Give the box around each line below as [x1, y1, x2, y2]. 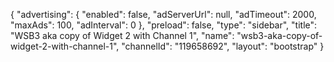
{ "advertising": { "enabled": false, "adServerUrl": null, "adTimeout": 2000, [10, 9, 317, 20]
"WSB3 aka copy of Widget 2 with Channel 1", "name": [10, 30, 235, 41]
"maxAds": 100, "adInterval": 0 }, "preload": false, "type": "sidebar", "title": [10, 19, 318, 31]
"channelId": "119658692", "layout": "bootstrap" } [121, 40, 325, 52]
